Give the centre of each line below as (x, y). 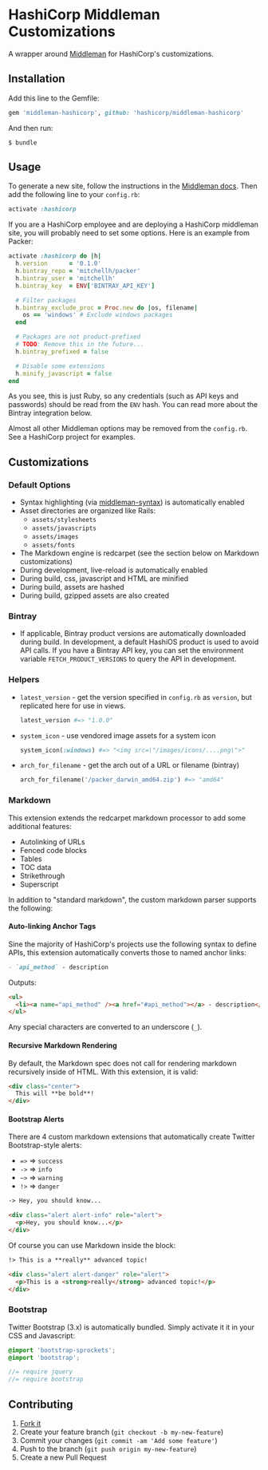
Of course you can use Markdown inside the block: (92, 1245)
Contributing (41, 1404)
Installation (37, 79)
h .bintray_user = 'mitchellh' (65, 278)
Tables (31, 859)
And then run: (31, 128)
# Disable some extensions (60, 366)
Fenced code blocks (53, 850)
